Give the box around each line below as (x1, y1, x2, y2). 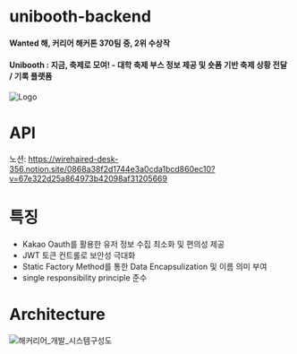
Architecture (9, 305, 106, 324)
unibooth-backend (9, 6, 152, 27)
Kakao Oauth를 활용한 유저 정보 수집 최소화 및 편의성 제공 (21, 238, 225, 249)
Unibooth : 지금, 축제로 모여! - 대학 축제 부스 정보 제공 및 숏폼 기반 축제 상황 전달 (9, 60, 288, 71)
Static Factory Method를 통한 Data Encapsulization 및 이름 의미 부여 (21, 261, 267, 272)
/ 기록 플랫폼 (9, 71, 53, 82)
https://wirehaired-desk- (28, 153, 119, 164)
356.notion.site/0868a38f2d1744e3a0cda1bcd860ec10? (9, 163, 216, 174)
